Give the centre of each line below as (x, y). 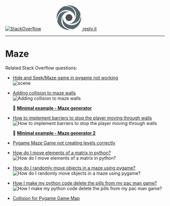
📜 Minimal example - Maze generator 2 (54, 133)
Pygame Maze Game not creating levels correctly (64, 143)
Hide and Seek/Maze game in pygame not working (65, 77)
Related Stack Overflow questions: (41, 68)
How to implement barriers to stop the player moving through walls (82, 118)
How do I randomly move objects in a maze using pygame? (74, 168)
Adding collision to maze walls (44, 93)
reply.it (90, 29)
